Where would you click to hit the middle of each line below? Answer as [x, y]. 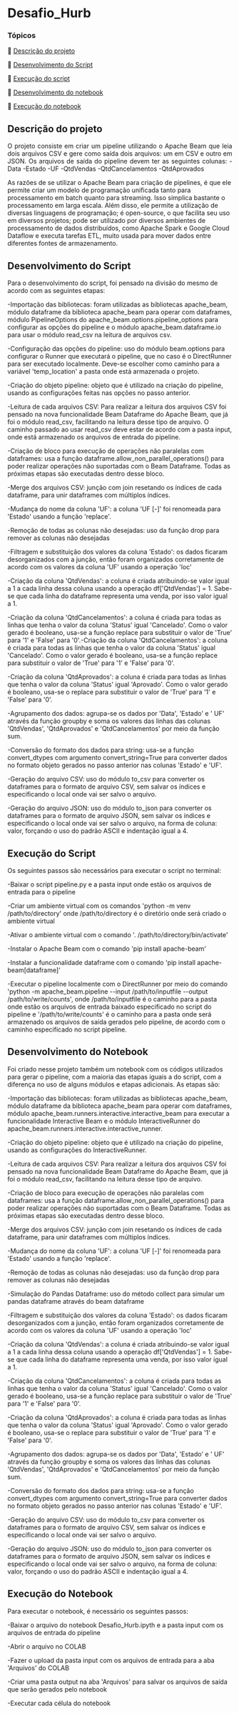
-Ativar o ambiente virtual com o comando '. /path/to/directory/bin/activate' [118, 934]
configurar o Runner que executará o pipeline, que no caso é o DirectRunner [119, 356]
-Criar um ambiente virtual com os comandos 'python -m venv [99, 906]
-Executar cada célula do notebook [59, 1703]
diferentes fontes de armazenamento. [63, 244]
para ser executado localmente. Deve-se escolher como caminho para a [113, 364]
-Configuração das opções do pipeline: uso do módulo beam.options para [116, 349]
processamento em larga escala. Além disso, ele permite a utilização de [113, 206]
